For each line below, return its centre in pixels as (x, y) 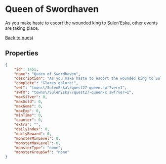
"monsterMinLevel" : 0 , (37, 138)
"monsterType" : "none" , (39, 148)
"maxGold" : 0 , (28, 102)
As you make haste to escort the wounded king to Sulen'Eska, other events (82, 23)
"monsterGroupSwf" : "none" (42, 152)
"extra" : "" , (27, 125)
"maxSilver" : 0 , (31, 97)
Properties (22, 53)
